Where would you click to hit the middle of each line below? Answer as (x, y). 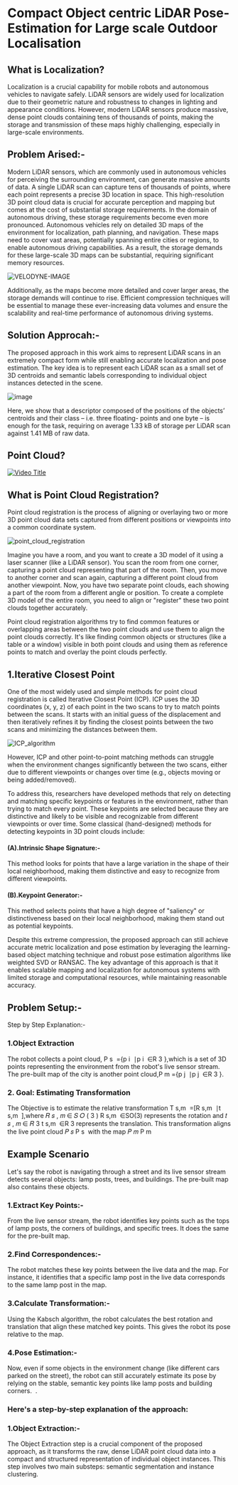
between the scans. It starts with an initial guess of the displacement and (114, 715)
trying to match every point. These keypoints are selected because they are (118, 809)
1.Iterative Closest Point (61, 674)
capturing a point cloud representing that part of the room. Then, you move (117, 570)
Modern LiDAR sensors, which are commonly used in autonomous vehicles (117, 172)
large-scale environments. (46, 132)
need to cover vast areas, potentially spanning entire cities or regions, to (113, 239)
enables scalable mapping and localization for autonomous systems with (114, 970)
